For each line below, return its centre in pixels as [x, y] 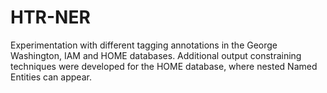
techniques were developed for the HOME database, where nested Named [164, 66]
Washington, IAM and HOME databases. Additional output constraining [156, 55]
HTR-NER [50, 17]
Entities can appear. [51, 77]
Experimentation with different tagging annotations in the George [144, 45]
